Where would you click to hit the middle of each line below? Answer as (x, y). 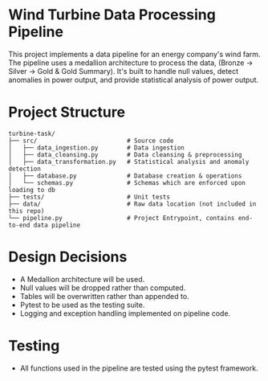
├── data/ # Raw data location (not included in (132, 204)
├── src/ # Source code (91, 141)
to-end (19, 225)
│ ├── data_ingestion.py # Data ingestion (96, 147)
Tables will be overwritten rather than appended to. (105, 296)
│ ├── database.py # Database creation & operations (125, 176)
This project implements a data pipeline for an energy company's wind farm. (134, 54)
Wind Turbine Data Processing (112, 15)
